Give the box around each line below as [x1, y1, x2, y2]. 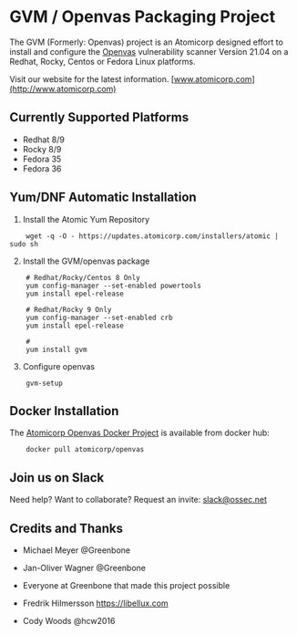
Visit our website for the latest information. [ [9, 73, 175, 84]
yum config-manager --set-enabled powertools [26, 281, 202, 290]
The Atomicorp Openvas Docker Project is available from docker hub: [9, 427, 271, 439]
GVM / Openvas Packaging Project [9, 6, 276, 27]
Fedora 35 [22, 153, 62, 164]
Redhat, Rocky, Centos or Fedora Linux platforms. [9, 56, 196, 67]
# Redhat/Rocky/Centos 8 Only [26, 273, 141, 282]
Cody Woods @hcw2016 [22, 616, 116, 626]
